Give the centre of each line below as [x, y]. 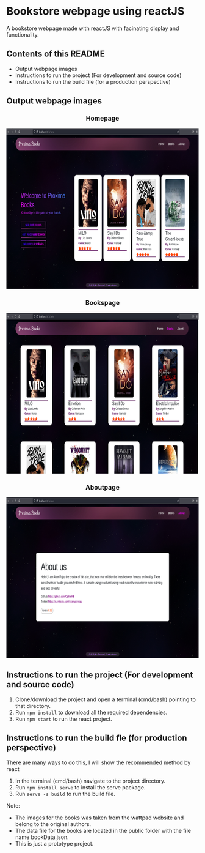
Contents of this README [56, 54]
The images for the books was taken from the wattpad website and [99, 818]
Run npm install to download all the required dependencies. [91, 712]
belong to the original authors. [53, 824]
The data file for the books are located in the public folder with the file [103, 830]
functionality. [23, 34]
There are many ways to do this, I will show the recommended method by [99, 762]
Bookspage [103, 303]
